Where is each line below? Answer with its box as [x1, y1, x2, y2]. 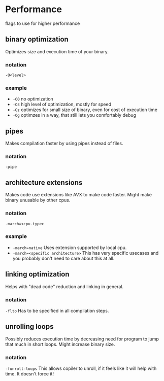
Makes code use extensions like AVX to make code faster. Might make [5, 192, 152, 198]
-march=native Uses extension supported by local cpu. [12, 245, 127, 251]
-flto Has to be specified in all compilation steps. [5, 307, 109, 314]
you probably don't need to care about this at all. [12, 255, 115, 261]
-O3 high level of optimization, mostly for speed [12, 101, 112, 108]
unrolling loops [5, 322, 54, 331]
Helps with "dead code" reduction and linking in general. [5, 283, 123, 290]
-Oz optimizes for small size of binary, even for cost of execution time [12, 107, 157, 113]
